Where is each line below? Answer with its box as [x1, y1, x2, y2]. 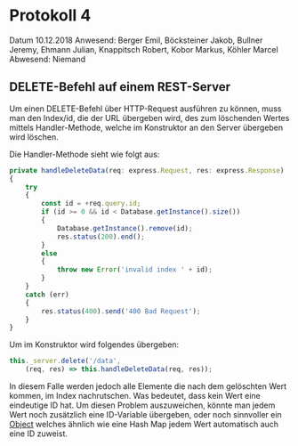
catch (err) [25, 290, 69, 299]
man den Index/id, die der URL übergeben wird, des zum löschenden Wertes [9, 112, 290, 123]
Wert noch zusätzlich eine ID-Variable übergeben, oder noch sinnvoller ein [9, 410, 282, 419]
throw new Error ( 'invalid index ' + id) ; [56, 265, 213, 274]
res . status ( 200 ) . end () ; [56, 232, 145, 241]
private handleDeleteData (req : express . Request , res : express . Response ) [9, 166, 285, 174]
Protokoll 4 [9, 5, 92, 26]
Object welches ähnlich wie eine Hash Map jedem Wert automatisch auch [9, 419, 278, 429]
